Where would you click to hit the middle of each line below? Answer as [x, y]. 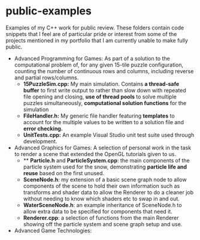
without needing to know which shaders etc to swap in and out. [101, 199]
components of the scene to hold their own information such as [101, 186]
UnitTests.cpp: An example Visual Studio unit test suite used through [109, 135]
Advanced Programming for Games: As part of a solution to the [92, 58]
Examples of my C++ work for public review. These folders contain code [95, 28]
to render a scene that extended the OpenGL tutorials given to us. [95, 154]
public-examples [49, 11]
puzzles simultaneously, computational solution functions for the [105, 103]
